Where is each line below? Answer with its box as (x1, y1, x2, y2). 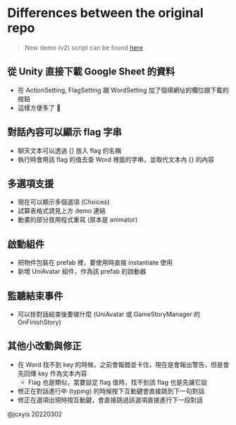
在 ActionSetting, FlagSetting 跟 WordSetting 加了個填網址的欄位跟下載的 (17, 86, 229, 94)
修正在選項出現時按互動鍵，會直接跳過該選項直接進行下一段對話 (17, 395, 203, 404)
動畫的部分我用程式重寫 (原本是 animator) (17, 216, 138, 224)
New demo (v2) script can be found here (24, 43, 143, 52)
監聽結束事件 (7, 290, 63, 302)
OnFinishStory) (17, 318, 62, 326)
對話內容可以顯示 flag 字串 (7, 126, 122, 139)
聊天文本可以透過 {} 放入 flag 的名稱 (17, 146, 122, 155)
